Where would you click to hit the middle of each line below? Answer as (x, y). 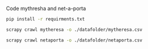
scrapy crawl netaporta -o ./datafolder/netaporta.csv (74, 40)
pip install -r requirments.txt (45, 19)
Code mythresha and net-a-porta (46, 8)
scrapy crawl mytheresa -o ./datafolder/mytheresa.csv (74, 29)
